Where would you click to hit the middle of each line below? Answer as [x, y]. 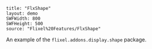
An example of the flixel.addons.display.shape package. [76, 40]
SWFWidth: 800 [23, 19]
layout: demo [22, 13]
